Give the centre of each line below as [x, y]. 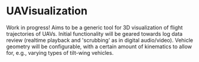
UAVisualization [47, 11]
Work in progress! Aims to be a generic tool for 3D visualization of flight [94, 27]
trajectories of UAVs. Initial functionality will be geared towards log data [94, 33]
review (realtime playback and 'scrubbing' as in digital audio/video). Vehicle [100, 40]
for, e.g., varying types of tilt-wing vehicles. [60, 52]
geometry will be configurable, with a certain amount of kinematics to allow [99, 46]
